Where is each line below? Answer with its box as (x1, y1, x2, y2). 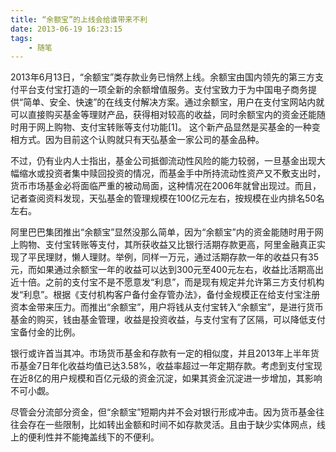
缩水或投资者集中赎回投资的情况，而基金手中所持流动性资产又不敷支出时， (18, 167, 326, 180)
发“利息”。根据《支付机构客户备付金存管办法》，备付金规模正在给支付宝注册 (10, 289, 321, 301)
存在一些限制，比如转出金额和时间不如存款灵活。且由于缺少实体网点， (27, 419, 317, 431)
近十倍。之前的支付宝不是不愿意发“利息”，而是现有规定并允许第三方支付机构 (10, 276, 325, 288)
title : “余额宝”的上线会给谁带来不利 (10, 14, 148, 25)
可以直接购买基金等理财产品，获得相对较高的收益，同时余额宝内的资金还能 (10, 109, 317, 121)
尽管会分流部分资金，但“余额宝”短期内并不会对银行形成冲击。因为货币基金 (10, 406, 317, 418)
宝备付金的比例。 (10, 326, 81, 338)
